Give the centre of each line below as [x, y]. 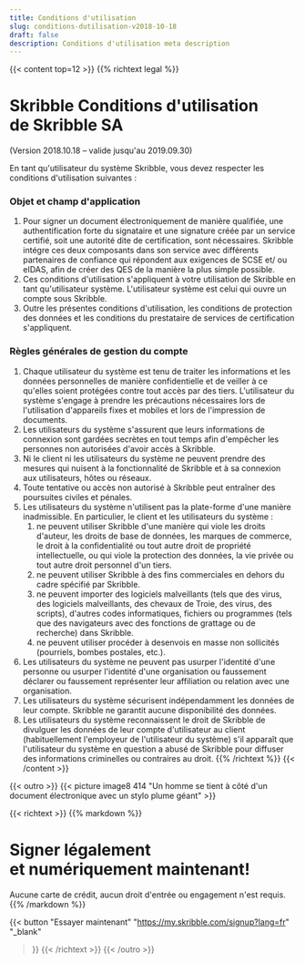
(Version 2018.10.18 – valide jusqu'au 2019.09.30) [101, 150]
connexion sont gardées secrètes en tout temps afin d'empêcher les [151, 439]
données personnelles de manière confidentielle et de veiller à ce [145, 381]
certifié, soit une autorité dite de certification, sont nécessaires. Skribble [158, 241]
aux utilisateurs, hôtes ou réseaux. [87, 477]
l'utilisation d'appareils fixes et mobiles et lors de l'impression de [144, 410]
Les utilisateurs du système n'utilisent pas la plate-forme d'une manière [157, 507]
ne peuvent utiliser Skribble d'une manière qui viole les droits [151, 526]
